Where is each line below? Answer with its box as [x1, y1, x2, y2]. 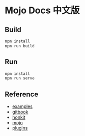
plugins [12, 125, 28, 131]
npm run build [5, 43, 35, 48]
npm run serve [5, 76, 35, 81]
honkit [12, 114, 26, 120]
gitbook [12, 109, 29, 115]
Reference [5, 90, 39, 98]
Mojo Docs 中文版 [5, 5, 80, 16]
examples [12, 103, 33, 110]
